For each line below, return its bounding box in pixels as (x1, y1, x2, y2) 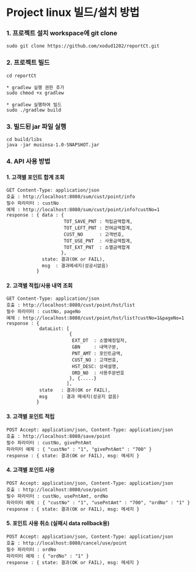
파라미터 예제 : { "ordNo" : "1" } (6, 553, 89, 559)
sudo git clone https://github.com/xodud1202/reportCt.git (6, 43, 160, 49)
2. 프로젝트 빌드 (6, 59, 50, 67)
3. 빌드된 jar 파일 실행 (6, 122, 67, 131)
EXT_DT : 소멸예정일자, (71, 338, 128, 344)
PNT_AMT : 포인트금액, (71, 350, 123, 357)
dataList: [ (38, 326, 70, 332)
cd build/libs (6, 137, 43, 143)
